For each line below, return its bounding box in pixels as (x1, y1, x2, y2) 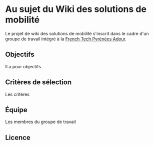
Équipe (5, 106, 27, 114)
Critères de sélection (5, 78, 72, 87)
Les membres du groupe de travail (5, 119, 76, 125)
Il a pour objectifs (5, 63, 41, 69)
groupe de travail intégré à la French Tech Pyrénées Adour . (5, 36, 126, 42)
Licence (5, 133, 31, 142)
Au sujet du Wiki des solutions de (5, 3, 146, 15)
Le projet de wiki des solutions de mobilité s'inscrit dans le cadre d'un (5, 30, 149, 36)
